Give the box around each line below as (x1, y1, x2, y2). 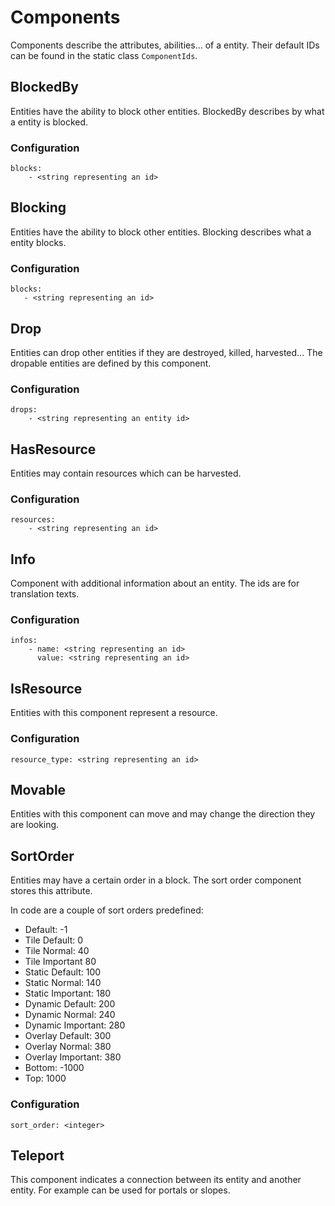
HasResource (10, 441, 97, 458)
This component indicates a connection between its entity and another (10, 1174, 302, 1186)
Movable (10, 781, 67, 798)
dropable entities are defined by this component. (10, 357, 212, 369)
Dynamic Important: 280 (24, 1019, 126, 1031)
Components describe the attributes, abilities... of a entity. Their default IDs (10, 39, 320, 51)
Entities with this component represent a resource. (10, 707, 218, 719)
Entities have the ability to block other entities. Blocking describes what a (10, 226, 312, 238)
